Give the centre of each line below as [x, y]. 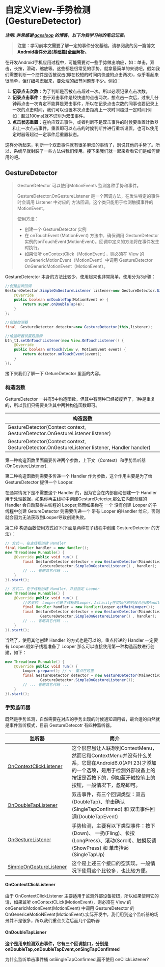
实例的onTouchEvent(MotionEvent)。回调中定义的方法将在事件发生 [92, 242]
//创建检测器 [16, 322]
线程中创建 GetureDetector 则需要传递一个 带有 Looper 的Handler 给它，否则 [82, 511]
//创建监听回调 [18, 286]
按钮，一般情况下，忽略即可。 [106, 785]
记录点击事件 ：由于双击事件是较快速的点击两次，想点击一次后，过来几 [83, 97]
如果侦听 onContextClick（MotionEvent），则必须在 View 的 [84, 254]
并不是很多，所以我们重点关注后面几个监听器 [54, 921]
